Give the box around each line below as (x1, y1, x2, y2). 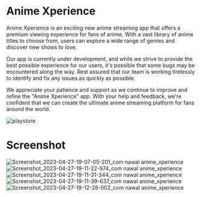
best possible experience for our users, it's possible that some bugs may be (6, 62, 195, 69)
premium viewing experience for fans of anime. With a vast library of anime (6, 30, 194, 37)
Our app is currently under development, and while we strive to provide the (6, 55, 193, 62)
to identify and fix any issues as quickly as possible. (6, 74, 136, 82)
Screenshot (6, 138, 66, 152)
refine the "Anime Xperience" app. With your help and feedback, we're (6, 92, 182, 100)
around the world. (6, 105, 51, 112)
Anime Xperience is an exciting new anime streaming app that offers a (6, 24, 181, 31)
